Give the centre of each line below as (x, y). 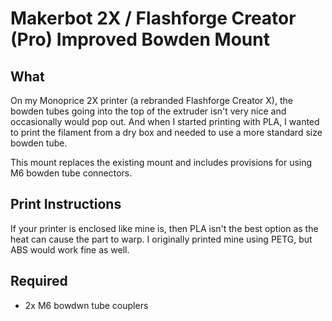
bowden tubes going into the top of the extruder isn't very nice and (148, 111)
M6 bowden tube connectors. (71, 173)
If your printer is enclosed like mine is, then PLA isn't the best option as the (164, 228)
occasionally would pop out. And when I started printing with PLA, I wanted (165, 121)
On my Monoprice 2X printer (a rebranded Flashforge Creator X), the (151, 100)
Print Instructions (66, 204)
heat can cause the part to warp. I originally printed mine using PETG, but (161, 239)
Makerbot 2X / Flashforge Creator (153, 18)
